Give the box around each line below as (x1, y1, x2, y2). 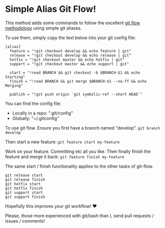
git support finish (5, 194, 45, 199)
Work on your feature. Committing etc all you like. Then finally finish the (5, 148, 151, 154)
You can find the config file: (5, 100, 62, 106)
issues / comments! (5, 218, 45, 224)
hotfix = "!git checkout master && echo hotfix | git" (9, 57, 125, 62)
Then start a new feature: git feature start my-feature (5, 138, 120, 144)
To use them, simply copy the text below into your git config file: (5, 35, 136, 41)
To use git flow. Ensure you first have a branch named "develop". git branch (5, 125, 161, 131)
